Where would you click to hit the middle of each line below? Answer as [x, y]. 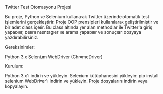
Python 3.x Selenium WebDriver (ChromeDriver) [54, 57]
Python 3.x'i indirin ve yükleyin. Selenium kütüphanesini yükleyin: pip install [82, 76]
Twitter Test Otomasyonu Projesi [38, 7]
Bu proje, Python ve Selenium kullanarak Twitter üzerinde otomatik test [77, 16]
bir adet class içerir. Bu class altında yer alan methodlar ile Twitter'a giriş [79, 27]
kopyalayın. [17, 86]
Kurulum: [14, 66]
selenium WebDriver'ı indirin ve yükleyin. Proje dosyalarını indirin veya [76, 81]
